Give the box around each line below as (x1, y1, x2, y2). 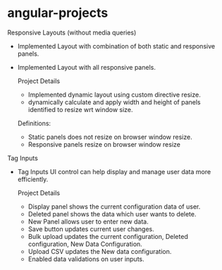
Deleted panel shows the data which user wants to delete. (27, 209, 197, 218)
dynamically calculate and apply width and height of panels (27, 97, 201, 106)
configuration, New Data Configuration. (27, 240, 142, 248)
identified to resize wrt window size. (27, 105, 133, 113)
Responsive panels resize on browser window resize (27, 140, 181, 149)
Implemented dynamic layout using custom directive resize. (27, 90, 201, 99)
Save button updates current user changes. (27, 224, 154, 233)
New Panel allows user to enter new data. (27, 217, 149, 226)
